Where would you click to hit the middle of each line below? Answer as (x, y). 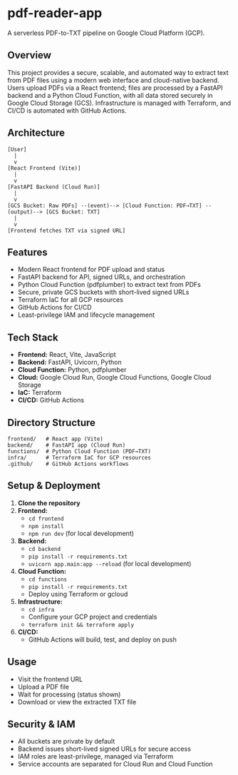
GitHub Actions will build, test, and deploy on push (102, 639)
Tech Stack (33, 337)
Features (27, 252)
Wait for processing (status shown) (69, 694)
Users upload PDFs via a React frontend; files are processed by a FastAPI (115, 88)
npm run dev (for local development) (81, 533)
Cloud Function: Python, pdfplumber (72, 370)
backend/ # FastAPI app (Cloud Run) (67, 445)
